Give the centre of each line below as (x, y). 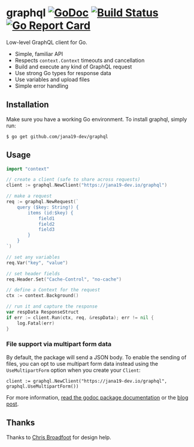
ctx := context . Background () (43, 296)
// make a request (29, 196)
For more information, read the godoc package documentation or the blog (97, 397)
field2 (46, 224)
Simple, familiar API (39, 53)
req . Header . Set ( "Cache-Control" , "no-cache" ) (64, 279)
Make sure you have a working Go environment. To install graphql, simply (97, 119)
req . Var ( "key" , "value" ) (37, 263)
